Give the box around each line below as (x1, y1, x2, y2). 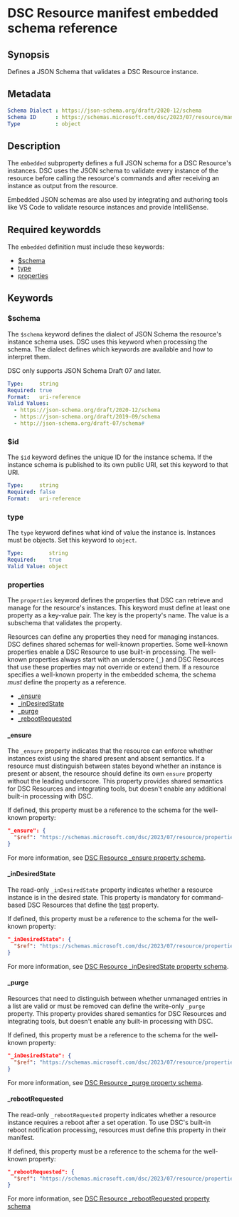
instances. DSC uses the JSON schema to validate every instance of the (7, 166, 219, 175)
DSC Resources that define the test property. (27, 900, 159, 910)
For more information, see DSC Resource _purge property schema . (7, 1078, 203, 1087)
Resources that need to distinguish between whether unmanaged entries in (7, 994, 228, 1002)
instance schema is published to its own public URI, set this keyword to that (7, 461, 229, 469)
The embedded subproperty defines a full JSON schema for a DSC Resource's (7, 159, 232, 168)
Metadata (7, 88, 51, 101)
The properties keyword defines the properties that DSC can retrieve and (7, 596, 223, 605)
